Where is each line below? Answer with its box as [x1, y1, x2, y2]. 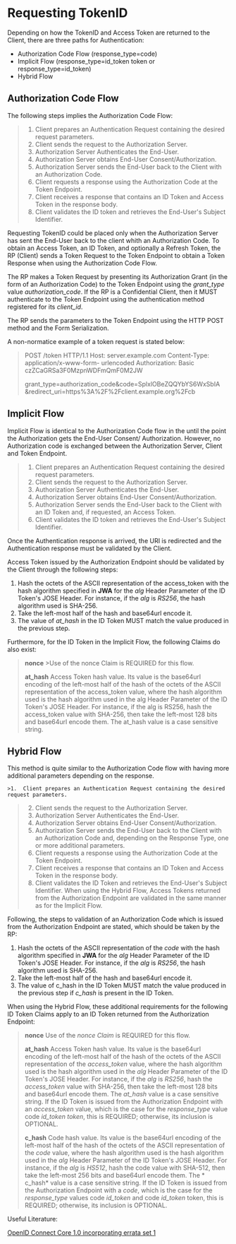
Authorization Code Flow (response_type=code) [17, 49, 158, 58]
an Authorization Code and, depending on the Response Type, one [35, 834, 229, 842]
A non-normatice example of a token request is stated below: [7, 337, 185, 345]
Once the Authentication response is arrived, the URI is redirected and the [7, 536, 222, 545]
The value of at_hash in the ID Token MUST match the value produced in [17, 616, 229, 624]
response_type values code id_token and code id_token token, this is [24, 1194, 224, 1202]
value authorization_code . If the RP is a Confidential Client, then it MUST [7, 288, 218, 296]
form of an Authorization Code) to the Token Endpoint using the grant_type [7, 280, 225, 288]
